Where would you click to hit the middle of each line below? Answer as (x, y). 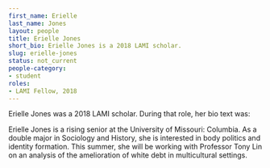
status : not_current (43, 61)
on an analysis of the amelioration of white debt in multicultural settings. (128, 155)
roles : (19, 83)
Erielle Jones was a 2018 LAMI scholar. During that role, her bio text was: (129, 114)
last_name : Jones (37, 23)
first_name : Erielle (43, 16)
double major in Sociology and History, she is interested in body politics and (134, 138)
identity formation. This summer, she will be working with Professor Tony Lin (135, 147)
